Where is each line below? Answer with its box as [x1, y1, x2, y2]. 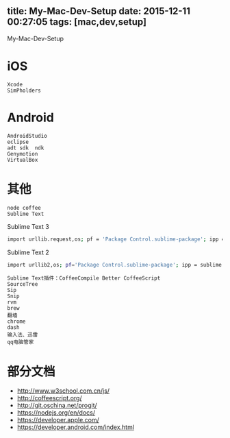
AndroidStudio [7, 132, 48, 139]
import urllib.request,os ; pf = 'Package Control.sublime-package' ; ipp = [7, 236, 225, 243]
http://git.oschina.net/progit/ [16, 401, 97, 410]
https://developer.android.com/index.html [16, 423, 135, 431]
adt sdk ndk [7, 144, 44, 151]
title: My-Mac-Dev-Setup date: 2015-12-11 [7, 5, 190, 17]
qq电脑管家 [7, 339, 34, 345]
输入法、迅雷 [7, 332, 38, 339]
